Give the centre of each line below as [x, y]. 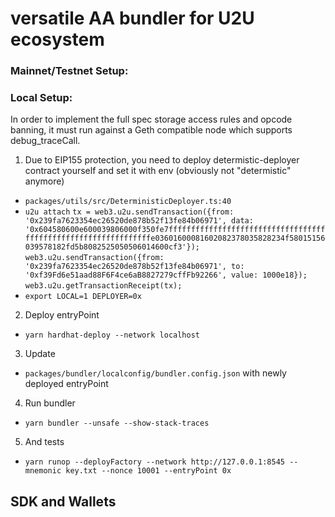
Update [40, 354]
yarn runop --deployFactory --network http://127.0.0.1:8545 [155, 462]
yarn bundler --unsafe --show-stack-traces [117, 423]
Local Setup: [41, 98]
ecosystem [57, 39]
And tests [44, 442]
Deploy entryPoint [62, 315]
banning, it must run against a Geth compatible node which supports [151, 130]
